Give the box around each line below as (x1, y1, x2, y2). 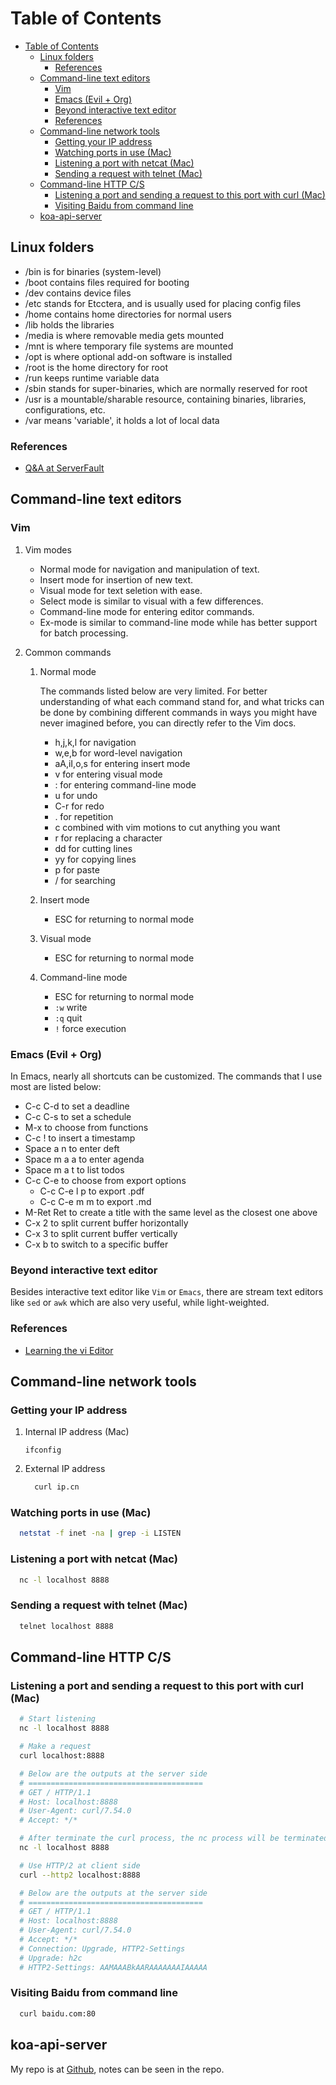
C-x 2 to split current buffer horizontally (24, 1217, 189, 1229)
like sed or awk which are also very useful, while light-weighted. (10, 1297, 270, 1309)
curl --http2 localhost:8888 (19, 1870, 141, 1880)
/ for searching (54, 874, 116, 886)
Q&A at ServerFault (24, 462, 105, 474)
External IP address (24, 1463, 106, 1475)
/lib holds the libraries (24, 318, 115, 331)
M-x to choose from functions (24, 1122, 149, 1134)
